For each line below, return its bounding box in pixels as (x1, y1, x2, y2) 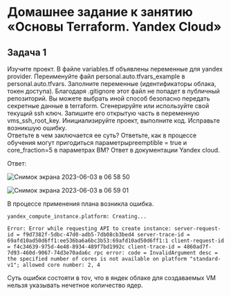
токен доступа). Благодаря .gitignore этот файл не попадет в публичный (7, 87, 220, 95)
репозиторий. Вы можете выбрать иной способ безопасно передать (7, 94, 210, 103)
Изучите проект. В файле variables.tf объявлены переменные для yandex (7, 65, 223, 73)
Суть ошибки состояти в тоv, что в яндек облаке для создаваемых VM (7, 274, 216, 281)
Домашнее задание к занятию (7, 4, 194, 20)
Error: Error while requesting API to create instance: (7, 225, 172, 232)
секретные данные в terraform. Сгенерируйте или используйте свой (7, 102, 210, 110)
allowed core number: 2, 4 (22, 261, 100, 268)
